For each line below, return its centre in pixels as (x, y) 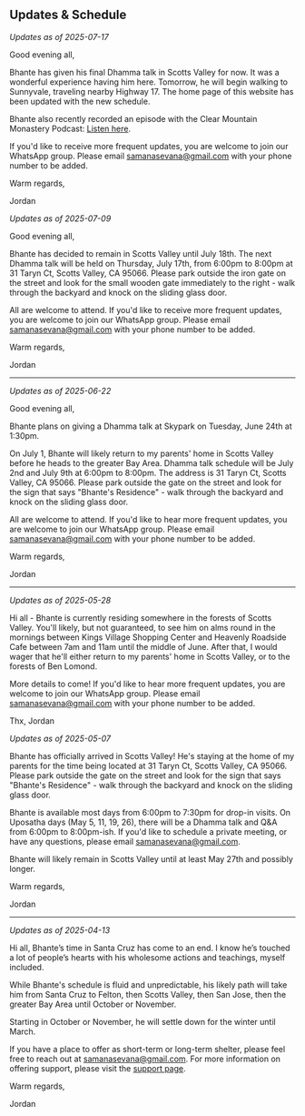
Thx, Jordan (32, 720)
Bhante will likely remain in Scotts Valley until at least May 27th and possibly (151, 858)
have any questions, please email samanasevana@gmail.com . (125, 841)
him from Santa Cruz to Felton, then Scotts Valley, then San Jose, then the (148, 994)
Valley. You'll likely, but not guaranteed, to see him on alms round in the (143, 627)
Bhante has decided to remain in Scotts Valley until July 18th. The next (141, 253)
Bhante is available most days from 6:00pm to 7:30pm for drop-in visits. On (150, 812)
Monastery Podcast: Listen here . (70, 128)
